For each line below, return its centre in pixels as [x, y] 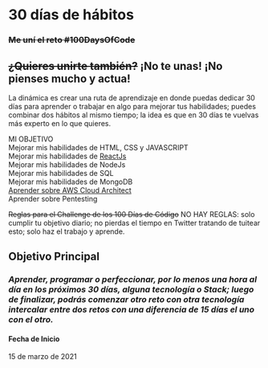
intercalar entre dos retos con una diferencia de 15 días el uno [132, 309]
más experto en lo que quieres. [60, 123]
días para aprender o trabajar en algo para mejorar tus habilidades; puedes [132, 106]
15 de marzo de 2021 [43, 357]
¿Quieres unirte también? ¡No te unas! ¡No [116, 66]
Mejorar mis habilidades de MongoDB [71, 182]
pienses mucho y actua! [69, 78]
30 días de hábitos [71, 15]
